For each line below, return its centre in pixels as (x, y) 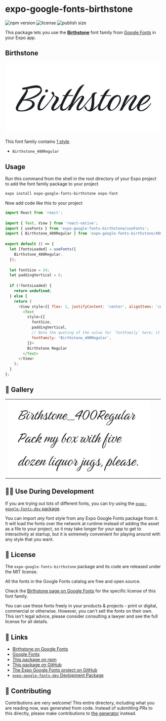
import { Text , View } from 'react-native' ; (52, 223)
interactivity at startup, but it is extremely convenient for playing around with (83, 534)
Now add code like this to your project (44, 203)
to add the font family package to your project (52, 184)
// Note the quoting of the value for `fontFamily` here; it (96, 333)
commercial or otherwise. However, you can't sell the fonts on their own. (79, 611)
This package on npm (34, 660)
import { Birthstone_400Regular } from (46, 233)
